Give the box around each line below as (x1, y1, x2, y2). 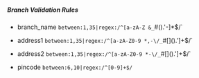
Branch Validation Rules (7, 6, 78, 14)
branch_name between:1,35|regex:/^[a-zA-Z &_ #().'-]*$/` (17, 23, 183, 31)
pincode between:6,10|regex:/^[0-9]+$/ (17, 63, 133, 71)
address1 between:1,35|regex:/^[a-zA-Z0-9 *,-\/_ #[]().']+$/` (17, 36, 193, 44)
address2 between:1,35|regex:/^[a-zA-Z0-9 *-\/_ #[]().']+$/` (17, 49, 191, 58)
